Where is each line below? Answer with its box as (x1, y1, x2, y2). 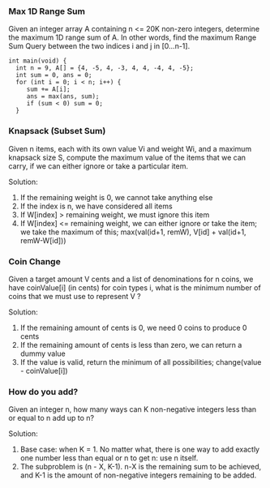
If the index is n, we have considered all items (19, 201, 173, 211)
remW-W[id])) (19, 235, 66, 245)
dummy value (19, 349, 66, 358)
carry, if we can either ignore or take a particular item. (8, 161, 189, 171)
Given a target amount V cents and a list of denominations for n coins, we (8, 274, 254, 284)
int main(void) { (8, 57, 67, 66)
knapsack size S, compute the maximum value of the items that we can (8, 152, 246, 162)
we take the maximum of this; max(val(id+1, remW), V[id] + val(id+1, (19, 227, 246, 237)
